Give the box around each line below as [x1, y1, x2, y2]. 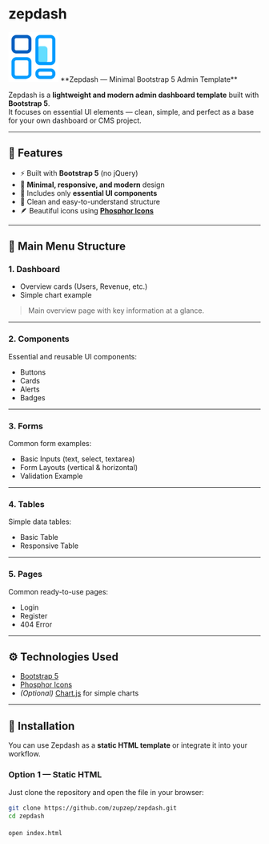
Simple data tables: [8, 517, 72, 526]
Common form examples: [8, 439, 92, 448]
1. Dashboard [8, 264, 61, 275]
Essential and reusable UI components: [8, 351, 138, 361]
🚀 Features [8, 146, 63, 160]
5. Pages [8, 569, 42, 580]
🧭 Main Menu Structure [8, 240, 126, 254]
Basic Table [19, 533, 58, 542]
